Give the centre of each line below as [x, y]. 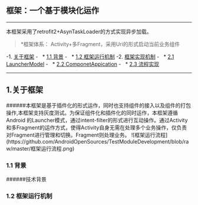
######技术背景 [27, 179]
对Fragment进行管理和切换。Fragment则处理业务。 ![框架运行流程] [87, 135]
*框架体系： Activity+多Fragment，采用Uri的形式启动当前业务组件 [100, 44]
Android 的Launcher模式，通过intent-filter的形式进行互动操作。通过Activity [97, 120]
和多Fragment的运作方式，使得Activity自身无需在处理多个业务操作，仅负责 [97, 127]
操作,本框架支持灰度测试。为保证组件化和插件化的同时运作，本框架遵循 [92, 113]
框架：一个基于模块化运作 [52, 11]
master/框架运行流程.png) [43, 148]
